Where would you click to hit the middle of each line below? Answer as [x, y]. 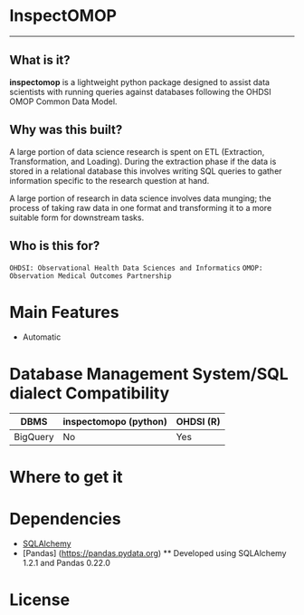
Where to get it [66, 477]
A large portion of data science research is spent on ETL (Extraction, [137, 151]
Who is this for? [55, 245]
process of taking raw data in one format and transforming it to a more [141, 207]
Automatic [42, 337]
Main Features [64, 312]
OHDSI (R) [198, 422]
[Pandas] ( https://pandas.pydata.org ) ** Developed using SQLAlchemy [154, 553]
